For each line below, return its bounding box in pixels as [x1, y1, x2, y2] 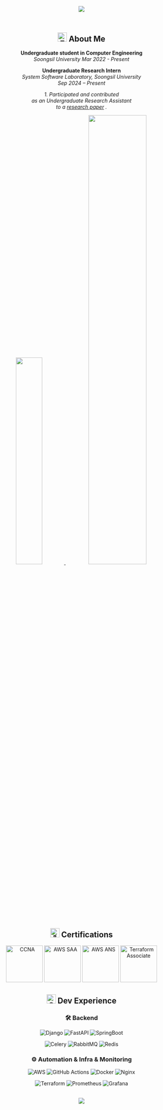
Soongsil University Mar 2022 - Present [33, 56, 130, 63]
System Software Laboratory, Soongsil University [22, 73, 141, 81]
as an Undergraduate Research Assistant [31, 97, 132, 105]
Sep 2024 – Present [57, 79, 106, 87]
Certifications [61, 930, 113, 940]
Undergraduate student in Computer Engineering [20, 49, 143, 56]
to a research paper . [56, 103, 107, 110]
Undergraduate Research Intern [42, 67, 121, 74]
